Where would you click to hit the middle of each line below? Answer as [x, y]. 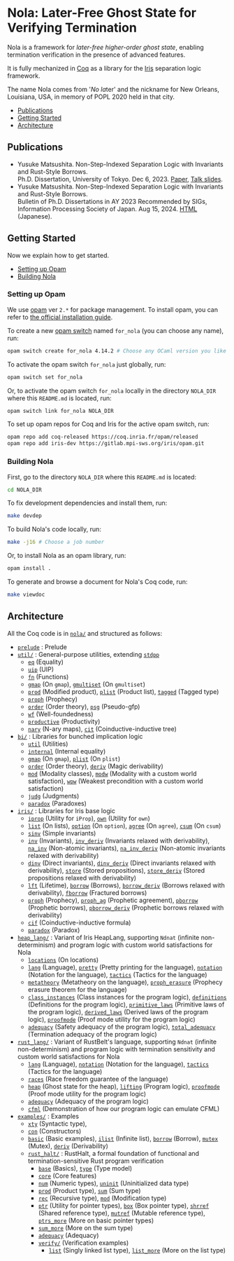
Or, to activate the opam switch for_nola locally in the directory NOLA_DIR [112, 390]
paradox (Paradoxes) [57, 803]
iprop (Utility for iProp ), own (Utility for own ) [89, 818]
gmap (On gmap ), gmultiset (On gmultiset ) [86, 684]
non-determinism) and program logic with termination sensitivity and [116, 1049]
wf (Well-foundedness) [60, 714]
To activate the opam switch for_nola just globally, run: [87, 364]
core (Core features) [67, 1175]
